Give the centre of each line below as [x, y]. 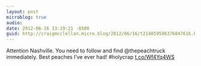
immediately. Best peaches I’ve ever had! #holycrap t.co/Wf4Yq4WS [91, 57]
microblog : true [26, 17]
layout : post [22, 12]
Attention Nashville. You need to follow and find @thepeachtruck [86, 51]
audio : [14, 23]
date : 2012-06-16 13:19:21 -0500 [48, 28]
